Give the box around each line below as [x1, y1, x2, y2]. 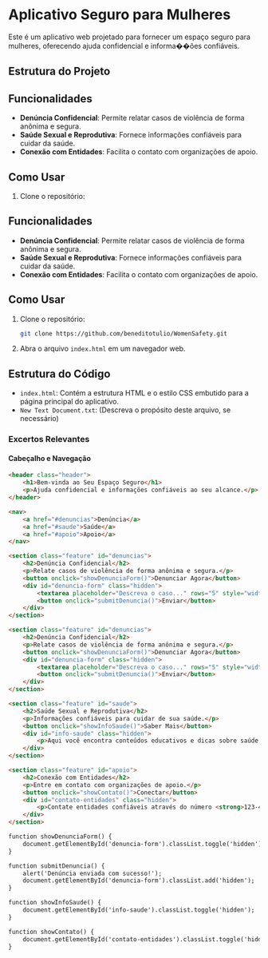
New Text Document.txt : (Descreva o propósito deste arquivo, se [19, 405, 231, 415]
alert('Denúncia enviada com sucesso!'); [22, 869, 162, 877]
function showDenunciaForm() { [8, 833, 112, 841]
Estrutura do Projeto [8, 65, 111, 78]
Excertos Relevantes [8, 434, 90, 445]
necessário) [19, 414, 60, 423]
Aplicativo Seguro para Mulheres [8, 6, 231, 24]
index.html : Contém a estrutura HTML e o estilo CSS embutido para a [19, 388, 249, 398]
